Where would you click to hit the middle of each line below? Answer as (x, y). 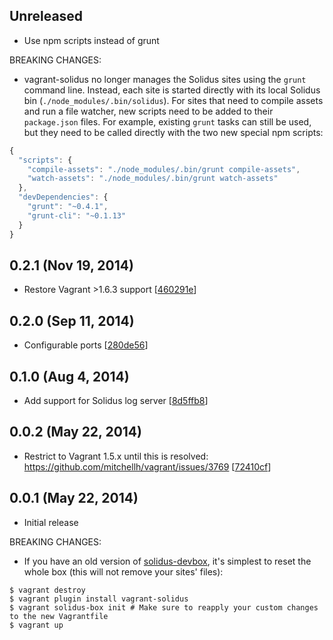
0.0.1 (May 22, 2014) (74, 498)
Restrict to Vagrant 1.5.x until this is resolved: (116, 456)
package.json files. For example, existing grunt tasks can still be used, (167, 121)
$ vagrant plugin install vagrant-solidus (99, 599)
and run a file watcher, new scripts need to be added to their (148, 111)
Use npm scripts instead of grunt (91, 40)
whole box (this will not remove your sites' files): (123, 571)
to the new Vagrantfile (59, 616)
